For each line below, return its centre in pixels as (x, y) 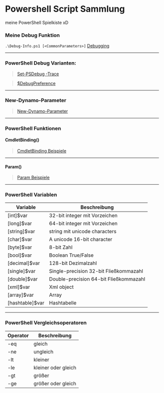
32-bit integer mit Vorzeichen (83, 216)
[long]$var (20, 223)
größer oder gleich (55, 383)
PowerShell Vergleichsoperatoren (46, 323)
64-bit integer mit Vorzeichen (83, 223)
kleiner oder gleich (55, 368)
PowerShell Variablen (31, 195)
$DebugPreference (36, 83)
